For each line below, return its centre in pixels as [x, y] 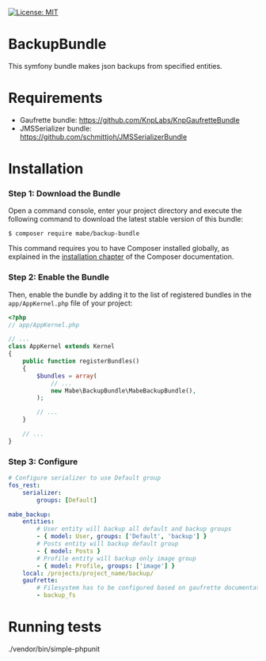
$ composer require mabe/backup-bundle [74, 234]
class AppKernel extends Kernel [61, 347]
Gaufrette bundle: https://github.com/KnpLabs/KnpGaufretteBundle [129, 120]
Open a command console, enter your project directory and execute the [125, 211]
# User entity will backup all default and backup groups [134, 529]
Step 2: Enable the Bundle [59, 277]
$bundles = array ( [67, 376]
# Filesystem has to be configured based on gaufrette [129, 588]
